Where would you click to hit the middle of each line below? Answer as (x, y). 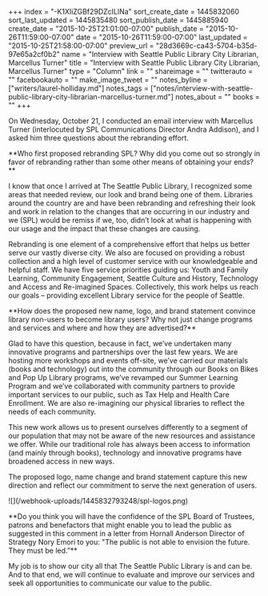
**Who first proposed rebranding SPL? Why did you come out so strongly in (134, 153)
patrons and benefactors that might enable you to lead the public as (120, 525)
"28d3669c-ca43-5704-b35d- (206, 46)
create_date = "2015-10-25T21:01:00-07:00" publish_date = (106, 28)
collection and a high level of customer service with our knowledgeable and (133, 261)
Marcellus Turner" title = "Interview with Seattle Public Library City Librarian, (134, 63)
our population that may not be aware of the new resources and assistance (132, 436)
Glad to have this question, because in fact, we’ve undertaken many (120, 343)
